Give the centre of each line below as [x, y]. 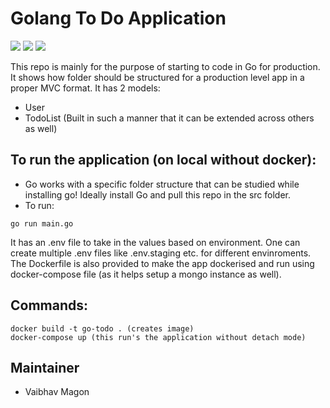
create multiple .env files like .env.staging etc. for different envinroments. [161, 253]
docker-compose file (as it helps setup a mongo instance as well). [146, 274]
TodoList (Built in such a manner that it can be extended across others [169, 118]
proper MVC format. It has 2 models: [85, 88]
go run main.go [42, 223]
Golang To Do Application [118, 18]
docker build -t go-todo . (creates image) [102, 328]
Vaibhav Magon [57, 392]
